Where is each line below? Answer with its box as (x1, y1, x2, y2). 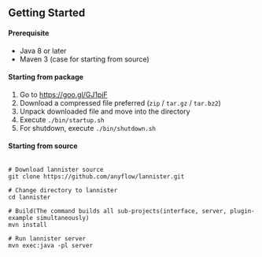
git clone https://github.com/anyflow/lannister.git (8, 173, 185, 181)
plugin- (230, 207, 256, 215)
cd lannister (8, 193, 51, 201)
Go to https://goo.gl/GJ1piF (19, 90, 108, 99)
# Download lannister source (8, 166, 104, 173)
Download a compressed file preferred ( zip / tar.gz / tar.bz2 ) (19, 98, 222, 107)
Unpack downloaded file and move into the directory (19, 106, 190, 116)
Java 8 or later (19, 46, 67, 55)
